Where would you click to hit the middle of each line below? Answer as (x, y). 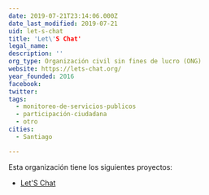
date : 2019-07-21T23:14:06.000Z (63, 16)
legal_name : (28, 46)
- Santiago (34, 136)
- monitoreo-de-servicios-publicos (76, 106)
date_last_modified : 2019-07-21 (63, 24)
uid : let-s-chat (36, 31)
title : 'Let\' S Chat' (45, 39)
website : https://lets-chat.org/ (65, 69)
